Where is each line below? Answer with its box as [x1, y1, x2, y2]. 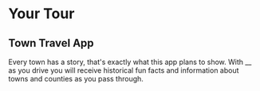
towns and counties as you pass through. [8, 74, 144, 83]
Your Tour [8, 5, 75, 23]
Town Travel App [8, 36, 94, 50]
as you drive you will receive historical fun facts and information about [8, 66, 239, 75]
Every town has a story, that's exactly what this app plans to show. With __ [8, 57, 252, 66]
